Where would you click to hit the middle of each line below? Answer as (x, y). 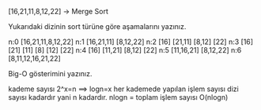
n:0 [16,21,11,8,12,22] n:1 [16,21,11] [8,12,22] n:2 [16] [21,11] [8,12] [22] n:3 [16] (131, 42)
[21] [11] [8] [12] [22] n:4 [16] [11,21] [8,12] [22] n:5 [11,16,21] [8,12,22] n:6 (125, 50)
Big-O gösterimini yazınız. (50, 73)
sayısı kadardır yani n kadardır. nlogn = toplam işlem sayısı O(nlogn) (118, 97)
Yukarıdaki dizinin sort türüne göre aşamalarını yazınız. (97, 26)
